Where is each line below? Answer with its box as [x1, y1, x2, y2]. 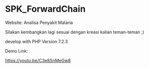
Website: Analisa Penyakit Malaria [5, 20, 73, 25]
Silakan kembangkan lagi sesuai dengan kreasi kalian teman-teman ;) [5, 29, 145, 35]
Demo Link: [5, 48, 28, 54]
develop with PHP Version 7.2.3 [5, 38, 68, 45]
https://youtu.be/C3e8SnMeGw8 [5, 57, 71, 63]
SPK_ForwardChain [5, 3, 86, 15]
